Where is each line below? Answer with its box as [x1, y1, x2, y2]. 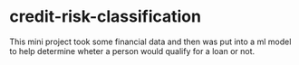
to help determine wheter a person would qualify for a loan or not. [9, 45, 256, 56]
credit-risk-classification [9, 6, 202, 27]
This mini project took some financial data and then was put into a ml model [9, 36, 292, 47]
